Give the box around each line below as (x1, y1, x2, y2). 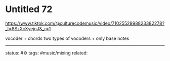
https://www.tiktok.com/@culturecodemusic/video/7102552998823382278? (5, 20, 165, 26)
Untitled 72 (5, 4, 53, 15)
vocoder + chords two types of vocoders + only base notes (5, 35, 130, 41)
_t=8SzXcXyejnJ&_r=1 (5, 25, 51, 31)
